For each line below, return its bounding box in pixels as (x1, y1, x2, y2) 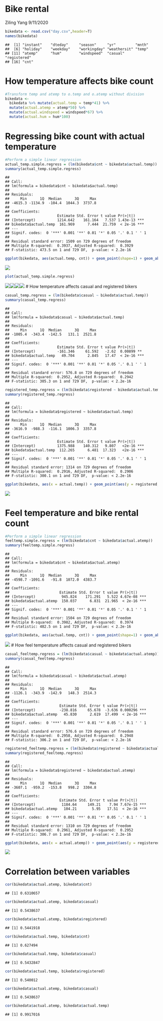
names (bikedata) (5, 33, 38, 39)
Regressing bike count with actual (5, 131, 145, 142)
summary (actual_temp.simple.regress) (5, 166, 81, 171)
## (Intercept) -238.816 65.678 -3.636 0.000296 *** (5, 707, 147, 712)
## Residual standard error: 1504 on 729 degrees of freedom (5, 616, 131, 621)
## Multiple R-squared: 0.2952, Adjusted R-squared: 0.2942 (5, 374, 133, 379)
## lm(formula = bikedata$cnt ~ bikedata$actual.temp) (5, 184, 118, 189)
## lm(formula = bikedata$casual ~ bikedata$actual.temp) (5, 314, 125, 320)
